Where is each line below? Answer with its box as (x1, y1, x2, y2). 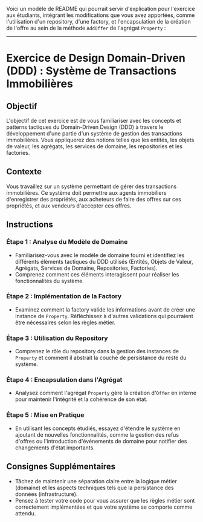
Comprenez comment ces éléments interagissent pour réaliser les (14, 270, 179, 278)
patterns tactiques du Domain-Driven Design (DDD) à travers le (6, 123, 164, 131)
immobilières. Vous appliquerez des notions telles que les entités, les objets (6, 136, 195, 143)
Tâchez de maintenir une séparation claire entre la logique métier (14, 477, 177, 484)
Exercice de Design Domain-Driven (6, 51, 185, 65)
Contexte (6, 166, 42, 177)
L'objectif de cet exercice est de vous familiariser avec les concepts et (6, 117, 181, 124)
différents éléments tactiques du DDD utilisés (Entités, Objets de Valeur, (14, 258, 193, 265)
